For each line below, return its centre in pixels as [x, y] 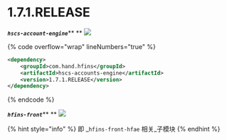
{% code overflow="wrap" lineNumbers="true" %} [82, 46]
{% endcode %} [31, 99]
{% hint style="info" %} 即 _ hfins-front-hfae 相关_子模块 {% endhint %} [114, 129]
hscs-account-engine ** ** [45, 33]
